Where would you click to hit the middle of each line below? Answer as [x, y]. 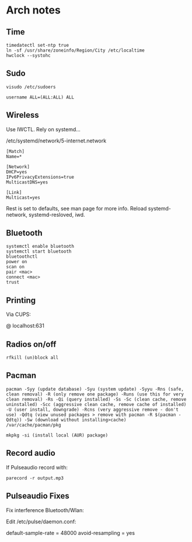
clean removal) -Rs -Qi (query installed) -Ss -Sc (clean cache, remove [96, 399]
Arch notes [34, 10]
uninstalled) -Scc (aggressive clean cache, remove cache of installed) [96, 404]
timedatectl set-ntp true [37, 45]
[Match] [15, 151]
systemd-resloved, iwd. [57, 214]
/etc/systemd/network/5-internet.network [56, 141]
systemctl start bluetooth [39, 252]
